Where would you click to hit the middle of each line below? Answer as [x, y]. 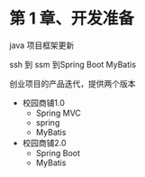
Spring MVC [58, 113]
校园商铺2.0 [44, 143]
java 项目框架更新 [42, 45]
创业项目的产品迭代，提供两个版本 [72, 83]
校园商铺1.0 [44, 102]
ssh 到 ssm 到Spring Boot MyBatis [73, 64]
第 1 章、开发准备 [72, 19]
